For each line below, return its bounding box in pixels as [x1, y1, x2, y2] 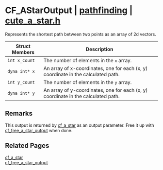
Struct [16, 43, 31, 50]
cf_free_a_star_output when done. [5, 127, 73, 133]
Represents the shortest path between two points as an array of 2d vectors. [5, 31, 156, 37]
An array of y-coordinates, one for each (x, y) [43, 86, 148, 93]
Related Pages [5, 141, 49, 150]
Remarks [5, 109, 33, 118]
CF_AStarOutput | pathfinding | [5, 5, 133, 16]
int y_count [7, 79, 35, 85]
